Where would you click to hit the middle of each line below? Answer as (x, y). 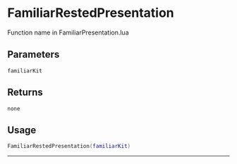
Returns (25, 93)
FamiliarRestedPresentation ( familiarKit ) (69, 146)
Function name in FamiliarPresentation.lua (68, 32)
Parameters (34, 55)
